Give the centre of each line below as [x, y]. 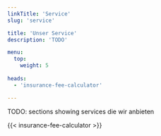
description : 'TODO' [38, 39]
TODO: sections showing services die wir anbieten [81, 111]
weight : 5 [35, 66]
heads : [17, 78]
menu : [15, 52]
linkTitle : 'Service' [39, 14]
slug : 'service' [31, 20]
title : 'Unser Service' [42, 33]
